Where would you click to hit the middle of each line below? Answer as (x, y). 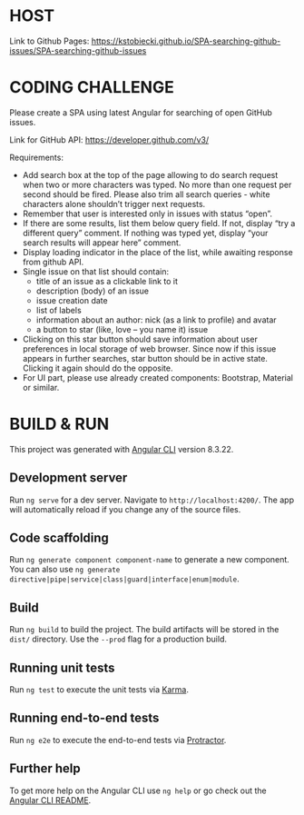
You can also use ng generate (65, 570)
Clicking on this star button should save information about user (140, 339)
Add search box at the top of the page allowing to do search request (150, 174)
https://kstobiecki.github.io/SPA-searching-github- (186, 41)
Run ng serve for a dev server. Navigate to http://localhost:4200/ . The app (152, 500)
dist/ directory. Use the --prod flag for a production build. (118, 639)
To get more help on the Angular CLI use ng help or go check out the (138, 790)
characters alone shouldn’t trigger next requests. (114, 204)
